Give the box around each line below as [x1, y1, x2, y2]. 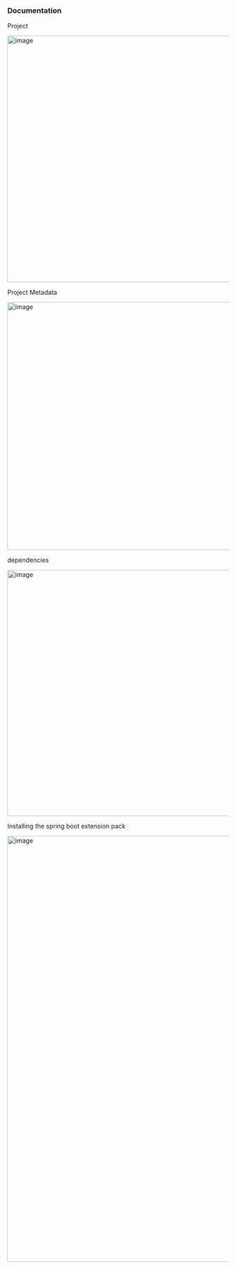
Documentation [7, 6, 62, 16]
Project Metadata [7, 288, 58, 297]
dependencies [7, 556, 49, 564]
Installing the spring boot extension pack [7, 822, 126, 831]
